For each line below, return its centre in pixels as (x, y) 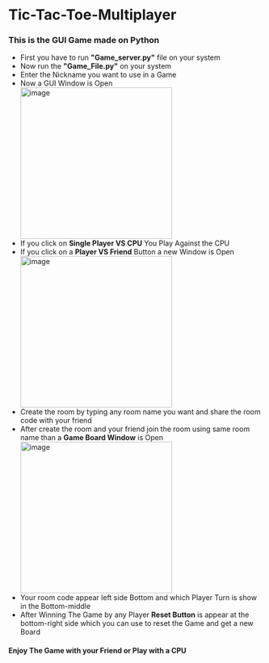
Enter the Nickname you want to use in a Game (98, 75)
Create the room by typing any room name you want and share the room (140, 412)
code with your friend (56, 421)
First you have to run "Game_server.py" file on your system (120, 57)
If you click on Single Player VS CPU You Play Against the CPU (125, 243)
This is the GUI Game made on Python (84, 40)
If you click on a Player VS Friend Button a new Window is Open (127, 252)
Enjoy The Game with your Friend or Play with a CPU (98, 651)
